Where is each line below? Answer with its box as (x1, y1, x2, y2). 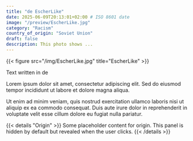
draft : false (6, 36, 38, 42)
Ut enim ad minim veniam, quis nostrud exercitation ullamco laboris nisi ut (6, 98, 184, 105)
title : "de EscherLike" (6, 8, 65, 15)
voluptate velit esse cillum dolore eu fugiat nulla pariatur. (6, 110, 143, 117)
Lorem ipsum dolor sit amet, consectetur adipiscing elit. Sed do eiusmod (6, 80, 181, 87)
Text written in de (6, 69, 49, 76)
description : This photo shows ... (6, 42, 93, 48)
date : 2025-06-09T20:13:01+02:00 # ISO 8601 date (6, 14, 130, 20)
